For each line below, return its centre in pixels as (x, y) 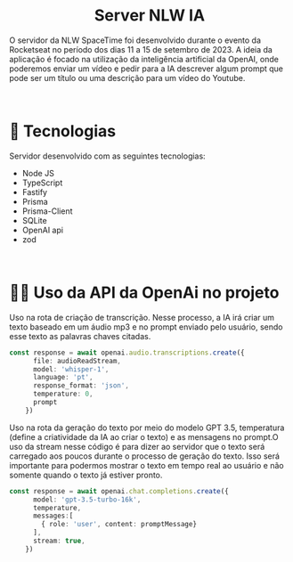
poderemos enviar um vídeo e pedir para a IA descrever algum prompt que (146, 69)
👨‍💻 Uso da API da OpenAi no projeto (144, 293)
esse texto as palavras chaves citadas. (80, 336)
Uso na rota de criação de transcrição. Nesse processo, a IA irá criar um (142, 317)
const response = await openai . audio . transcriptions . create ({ (127, 353)
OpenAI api (43, 230)
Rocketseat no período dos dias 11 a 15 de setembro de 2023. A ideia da (141, 49)
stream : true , (59, 541)
